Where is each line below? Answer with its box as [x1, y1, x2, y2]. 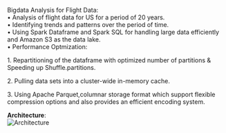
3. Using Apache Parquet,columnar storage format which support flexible [7, 90, 216, 98]
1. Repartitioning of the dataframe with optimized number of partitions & [7, 56, 211, 64]
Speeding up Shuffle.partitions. [7, 64, 96, 71]
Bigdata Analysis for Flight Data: [7, 6, 99, 14]
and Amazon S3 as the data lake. [7, 35, 101, 44]
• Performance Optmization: [7, 43, 88, 51]
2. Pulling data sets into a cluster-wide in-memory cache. [7, 77, 171, 85]
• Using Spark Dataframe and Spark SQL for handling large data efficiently [7, 28, 220, 36]
